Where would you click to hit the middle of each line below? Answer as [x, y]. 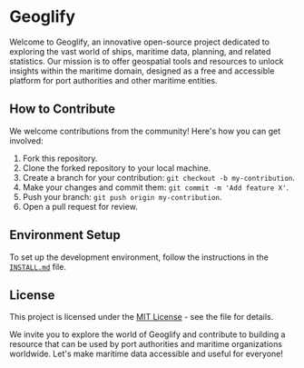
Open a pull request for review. [80, 206]
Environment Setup [65, 235]
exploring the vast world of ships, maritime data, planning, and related [140, 51]
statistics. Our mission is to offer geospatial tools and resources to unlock [147, 61]
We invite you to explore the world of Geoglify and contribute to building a [147, 334]
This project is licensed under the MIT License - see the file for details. [142, 317]
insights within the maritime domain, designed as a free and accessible [142, 71]
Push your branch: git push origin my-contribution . [122, 196]
